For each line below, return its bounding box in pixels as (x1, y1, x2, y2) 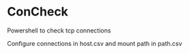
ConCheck (7, 4, 68, 20)
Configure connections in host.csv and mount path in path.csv (7, 39, 183, 47)
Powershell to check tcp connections (7, 26, 111, 34)
